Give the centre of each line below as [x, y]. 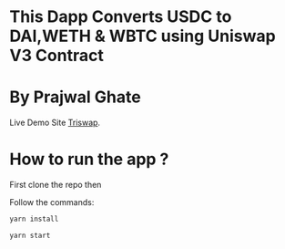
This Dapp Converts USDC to [121, 17]
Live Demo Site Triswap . [55, 123]
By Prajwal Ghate [75, 97]
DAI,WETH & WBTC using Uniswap [142, 36]
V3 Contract [57, 56]
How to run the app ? [89, 159]
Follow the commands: [52, 202]
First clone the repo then [56, 185]
